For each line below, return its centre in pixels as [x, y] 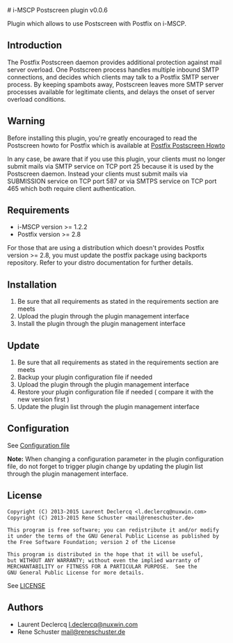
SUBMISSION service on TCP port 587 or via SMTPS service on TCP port [112, 181]
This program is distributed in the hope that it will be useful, [105, 554]
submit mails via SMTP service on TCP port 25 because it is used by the [111, 166]
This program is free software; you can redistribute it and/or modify [113, 530]
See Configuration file [39, 445]
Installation [32, 285]
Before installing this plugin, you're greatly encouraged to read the [102, 138]
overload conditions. [37, 99]
